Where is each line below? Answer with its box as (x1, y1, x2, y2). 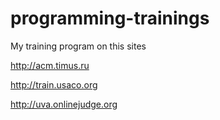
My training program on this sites (10, 40, 147, 52)
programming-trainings (10, 7, 210, 30)
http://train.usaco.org (10, 78, 98, 91)
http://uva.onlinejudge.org (10, 98, 118, 110)
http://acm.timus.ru (10, 59, 90, 71)
